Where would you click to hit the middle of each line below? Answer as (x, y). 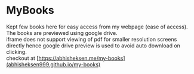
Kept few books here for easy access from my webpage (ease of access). (97, 27)
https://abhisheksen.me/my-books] (82, 58)
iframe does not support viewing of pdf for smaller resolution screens (92, 39)
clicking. (16, 52)
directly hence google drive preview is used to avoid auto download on (93, 46)
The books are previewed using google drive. (62, 33)
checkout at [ (22, 58)
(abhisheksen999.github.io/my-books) (53, 64)
